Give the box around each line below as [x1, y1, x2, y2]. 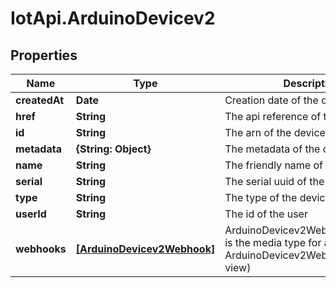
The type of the [224, 191, 298, 204]
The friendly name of [224, 158, 323, 172]
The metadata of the [224, 142, 321, 156]
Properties [10, 47, 78, 64]
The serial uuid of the [224, 175, 325, 188]
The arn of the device [224, 126, 326, 139]
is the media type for [224, 236, 322, 249]
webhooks [15, 242, 67, 256]
